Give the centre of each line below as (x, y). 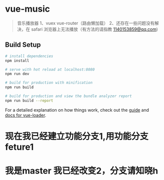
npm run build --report (29, 100)
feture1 (20, 147)
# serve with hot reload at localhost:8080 (50, 69)
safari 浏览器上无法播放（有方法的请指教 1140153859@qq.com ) (94, 29)
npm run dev (17, 74)
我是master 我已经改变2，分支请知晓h (82, 171)
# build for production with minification (49, 83)
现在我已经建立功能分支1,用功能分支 (77, 136)
